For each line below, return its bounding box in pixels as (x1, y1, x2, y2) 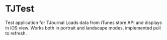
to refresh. (5, 30, 27, 36)
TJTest (5, 3, 34, 14)
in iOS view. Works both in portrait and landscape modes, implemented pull (5, 24, 161, 30)
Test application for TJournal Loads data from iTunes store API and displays (5, 19, 162, 25)
